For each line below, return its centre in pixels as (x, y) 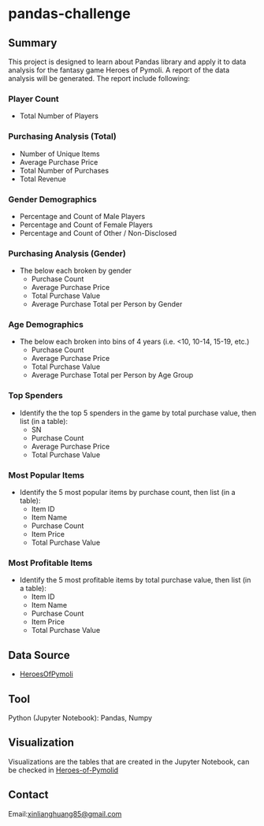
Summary (33, 43)
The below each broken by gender (76, 271)
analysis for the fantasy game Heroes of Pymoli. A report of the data (119, 70)
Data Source (39, 655)
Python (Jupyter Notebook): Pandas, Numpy (80, 718)
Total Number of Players (59, 116)
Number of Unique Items (59, 154)
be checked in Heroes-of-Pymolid (63, 770)
